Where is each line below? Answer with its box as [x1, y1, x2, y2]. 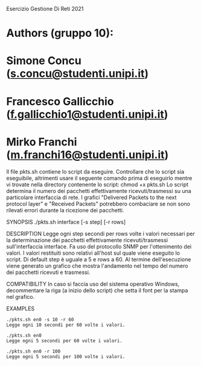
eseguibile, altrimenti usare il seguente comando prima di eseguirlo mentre [6, 174, 193, 181]
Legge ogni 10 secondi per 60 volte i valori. [6, 322, 126, 328]
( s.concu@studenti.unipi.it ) [6, 67, 149, 80]
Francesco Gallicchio [6, 94, 114, 108]
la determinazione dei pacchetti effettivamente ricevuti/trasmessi [6, 236, 168, 244]
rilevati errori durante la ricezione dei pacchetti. [6, 206, 124, 214]
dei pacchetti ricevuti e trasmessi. [6, 269, 91, 276]
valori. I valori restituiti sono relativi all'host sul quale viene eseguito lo [6, 249, 180, 257]
